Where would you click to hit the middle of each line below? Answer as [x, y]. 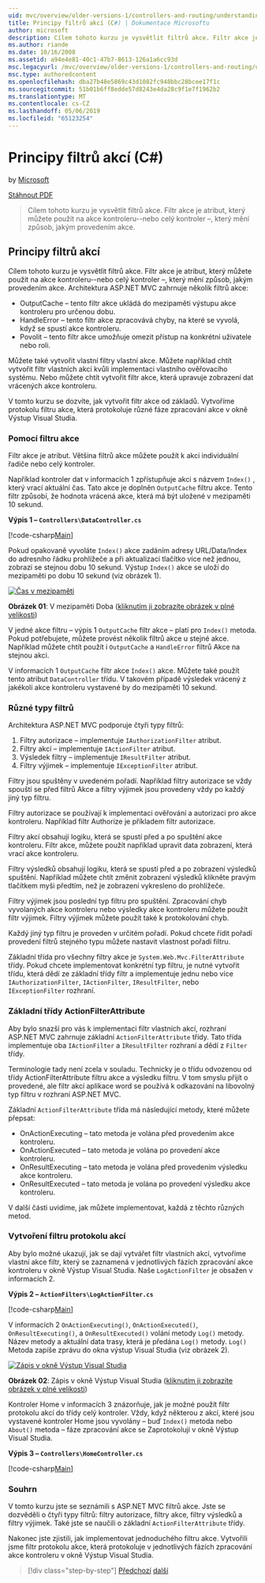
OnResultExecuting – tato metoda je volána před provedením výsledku [133, 1167]
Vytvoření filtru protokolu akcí [67, 1236]
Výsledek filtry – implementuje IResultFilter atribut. [105, 757]
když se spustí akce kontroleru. [70, 328]
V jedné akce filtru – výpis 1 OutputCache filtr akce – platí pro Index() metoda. [132, 630]
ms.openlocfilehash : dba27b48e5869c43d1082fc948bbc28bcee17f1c [114, 81]
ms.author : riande [38, 45]
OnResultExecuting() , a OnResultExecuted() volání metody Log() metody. [126, 1333]
